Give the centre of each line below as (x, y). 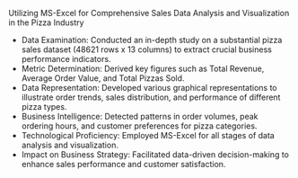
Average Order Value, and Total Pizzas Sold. (103, 78)
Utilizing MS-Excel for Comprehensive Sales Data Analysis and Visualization (149, 13)
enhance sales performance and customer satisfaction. (123, 164)
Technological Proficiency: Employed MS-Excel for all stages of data (148, 135)
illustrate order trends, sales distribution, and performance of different (151, 97)
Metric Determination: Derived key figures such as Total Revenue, (143, 68)
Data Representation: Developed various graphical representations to (149, 88)
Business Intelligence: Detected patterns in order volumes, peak (140, 116)
